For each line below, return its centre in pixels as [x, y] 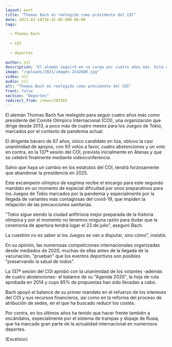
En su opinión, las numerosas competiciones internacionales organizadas [83, 245]
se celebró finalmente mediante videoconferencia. [58, 158]
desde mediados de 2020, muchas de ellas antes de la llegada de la [77, 251]
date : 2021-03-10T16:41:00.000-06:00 [46, 19]
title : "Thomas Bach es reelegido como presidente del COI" [71, 15]
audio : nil [17, 81]
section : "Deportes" [27, 96]
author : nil [18, 62]
